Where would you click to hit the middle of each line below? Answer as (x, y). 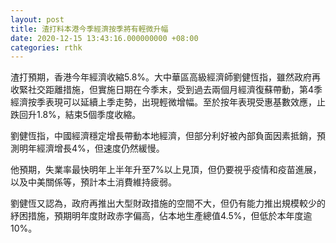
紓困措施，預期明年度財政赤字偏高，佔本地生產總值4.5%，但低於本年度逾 (161, 216)
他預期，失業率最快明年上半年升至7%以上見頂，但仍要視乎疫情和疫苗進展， (166, 170)
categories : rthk (46, 47)
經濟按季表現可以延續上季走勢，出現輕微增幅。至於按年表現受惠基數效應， (163, 102)
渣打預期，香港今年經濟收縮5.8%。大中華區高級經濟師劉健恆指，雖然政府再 (166, 77)
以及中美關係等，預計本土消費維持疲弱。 (93, 182)
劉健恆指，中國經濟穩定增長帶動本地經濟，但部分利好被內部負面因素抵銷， (163, 136)
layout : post (37, 19)
